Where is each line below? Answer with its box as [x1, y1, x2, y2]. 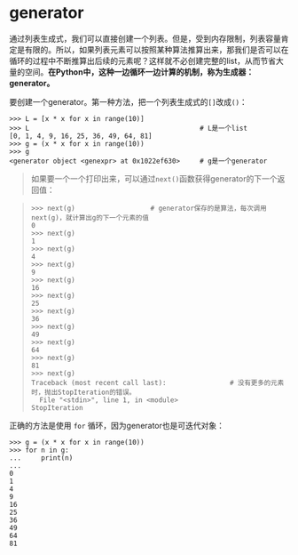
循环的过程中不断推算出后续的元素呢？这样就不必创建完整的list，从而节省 [9, 55, 277, 66]
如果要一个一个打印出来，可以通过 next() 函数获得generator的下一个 [30, 173, 278, 184]
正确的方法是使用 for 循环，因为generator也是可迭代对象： [9, 420, 224, 430]
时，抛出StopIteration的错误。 [30, 388, 136, 397]
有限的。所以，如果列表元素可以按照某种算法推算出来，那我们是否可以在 [24, 44, 289, 55]
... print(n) [9, 453, 74, 462]
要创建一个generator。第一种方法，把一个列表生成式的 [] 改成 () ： [9, 96, 248, 107]
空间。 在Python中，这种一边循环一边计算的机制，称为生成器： [24, 66, 255, 77]
